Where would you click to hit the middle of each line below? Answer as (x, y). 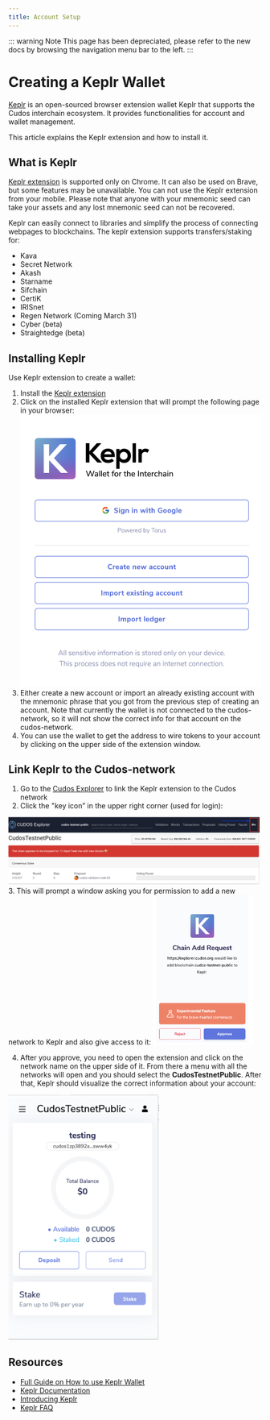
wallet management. (42, 122)
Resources (36, 1362)
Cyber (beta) (41, 324)
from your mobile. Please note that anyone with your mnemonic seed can (129, 199)
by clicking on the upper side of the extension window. (110, 744)
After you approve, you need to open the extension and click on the (131, 1057)
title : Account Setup (45, 17)
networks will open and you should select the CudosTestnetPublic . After (141, 1074)
